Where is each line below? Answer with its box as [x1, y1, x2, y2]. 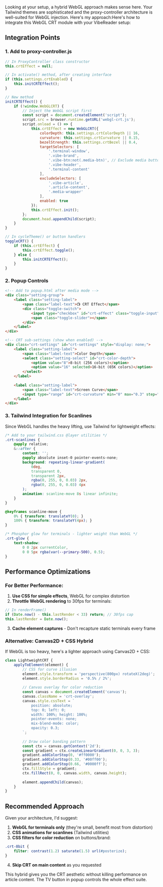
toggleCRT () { [5, 239, 34, 244]
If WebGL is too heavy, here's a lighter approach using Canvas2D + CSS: [5, 649, 150, 655]
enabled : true [39, 198, 68, 203]
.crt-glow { [5, 536, 29, 541]
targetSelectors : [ [39, 144, 79, 149]
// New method [5, 95, 34, 99]
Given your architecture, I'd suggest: [5, 815, 78, 821]
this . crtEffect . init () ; [31, 207, 79, 213]
